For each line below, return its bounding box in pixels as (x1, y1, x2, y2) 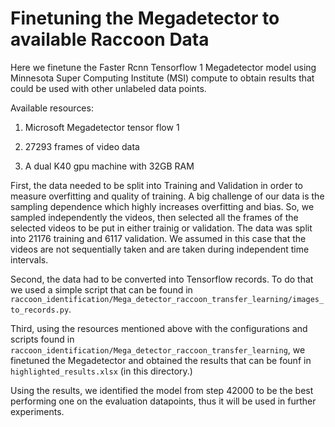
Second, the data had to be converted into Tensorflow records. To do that (10, 273, 314, 285)
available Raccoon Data (10, 28, 210, 51)
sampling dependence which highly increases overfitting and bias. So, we (10, 200, 315, 212)
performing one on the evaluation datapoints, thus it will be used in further (10, 395, 317, 407)
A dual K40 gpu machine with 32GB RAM (24, 160, 195, 172)
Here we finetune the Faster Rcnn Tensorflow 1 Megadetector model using (10, 61, 317, 73)
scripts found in (10, 333, 75, 345)
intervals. (10, 253, 49, 266)
